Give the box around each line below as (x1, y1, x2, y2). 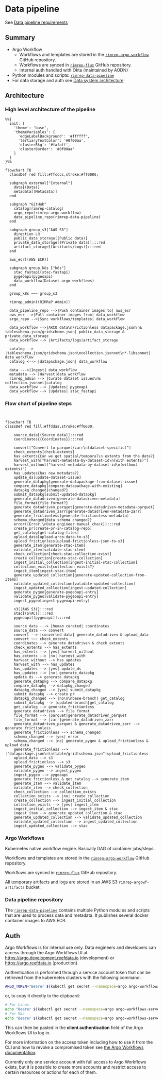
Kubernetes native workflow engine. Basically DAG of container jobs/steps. (5, 846, 155, 852)
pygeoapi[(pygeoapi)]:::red (14, 615, 70, 620)
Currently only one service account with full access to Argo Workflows (5, 1059, 147, 1064)
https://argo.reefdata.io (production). (5, 960, 79, 966)
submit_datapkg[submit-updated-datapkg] (14, 492, 97, 497)
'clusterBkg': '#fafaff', (17, 142, 70, 148)
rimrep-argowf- (118, 880, 149, 885)
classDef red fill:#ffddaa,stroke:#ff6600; (5, 424, 95, 429)
